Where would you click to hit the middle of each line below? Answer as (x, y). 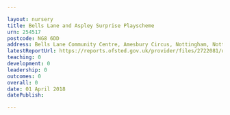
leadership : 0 (27, 70)
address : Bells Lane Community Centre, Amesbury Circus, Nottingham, (108, 45)
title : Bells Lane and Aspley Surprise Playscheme (81, 26)
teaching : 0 (24, 57)
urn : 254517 (24, 32)
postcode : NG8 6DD (33, 38)
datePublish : (26, 95)
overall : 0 (23, 82)
